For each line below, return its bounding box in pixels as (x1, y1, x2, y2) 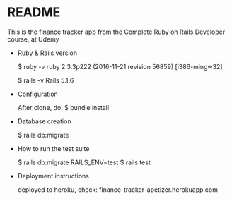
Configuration (17, 90, 58, 98)
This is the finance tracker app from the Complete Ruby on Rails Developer (7, 28, 225, 36)
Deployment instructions (17, 171, 90, 180)
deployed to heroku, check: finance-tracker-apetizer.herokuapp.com (17, 185, 218, 194)
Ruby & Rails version (17, 49, 78, 57)
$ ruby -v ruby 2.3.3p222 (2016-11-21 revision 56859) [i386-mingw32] (17, 62, 223, 71)
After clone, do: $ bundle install (17, 103, 110, 111)
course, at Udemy (7, 35, 59, 43)
